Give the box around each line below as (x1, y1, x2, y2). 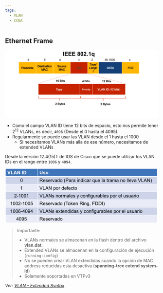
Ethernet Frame (5, 37, 54, 45)
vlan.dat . (24, 242, 43, 248)
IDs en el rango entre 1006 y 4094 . (5, 159, 72, 165)
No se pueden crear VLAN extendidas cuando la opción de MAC (24, 257, 153, 263)
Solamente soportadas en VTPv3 (24, 273, 91, 279)
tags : (5, 8, 16, 13)
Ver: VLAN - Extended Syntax (5, 282, 65, 288)
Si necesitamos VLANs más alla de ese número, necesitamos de (19, 139, 148, 145)
